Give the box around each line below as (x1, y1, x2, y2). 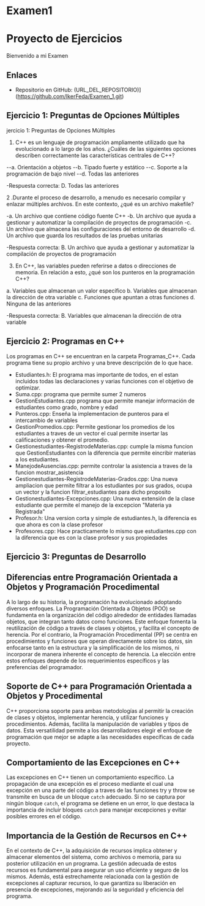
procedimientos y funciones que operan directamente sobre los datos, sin (6, 637, 193, 645)
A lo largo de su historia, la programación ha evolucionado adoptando (6, 598, 182, 605)
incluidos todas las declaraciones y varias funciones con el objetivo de (15, 377, 194, 385)
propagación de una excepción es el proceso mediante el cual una (6, 780, 174, 788)
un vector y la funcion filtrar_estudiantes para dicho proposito (15, 488, 171, 496)
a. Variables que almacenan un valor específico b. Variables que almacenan (6, 286, 197, 294)
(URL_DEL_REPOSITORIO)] (73, 86, 141, 93)
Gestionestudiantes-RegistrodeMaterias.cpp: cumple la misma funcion (15, 442, 193, 450)
